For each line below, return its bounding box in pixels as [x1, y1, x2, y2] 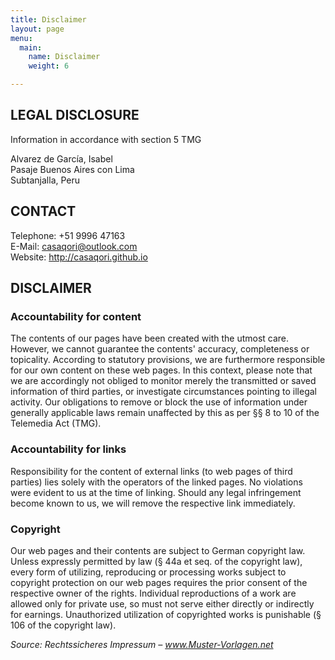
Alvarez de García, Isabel [10, 152, 113, 165]
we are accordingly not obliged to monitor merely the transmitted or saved [10, 375, 317, 387]
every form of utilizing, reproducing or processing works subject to [10, 566, 287, 578]
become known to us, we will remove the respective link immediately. [10, 497, 296, 509]
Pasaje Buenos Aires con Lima [10, 163, 135, 175]
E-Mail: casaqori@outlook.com [10, 240, 138, 252]
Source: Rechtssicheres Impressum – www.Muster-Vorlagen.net [10, 638, 274, 650]
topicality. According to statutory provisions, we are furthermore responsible [10, 354, 326, 366]
